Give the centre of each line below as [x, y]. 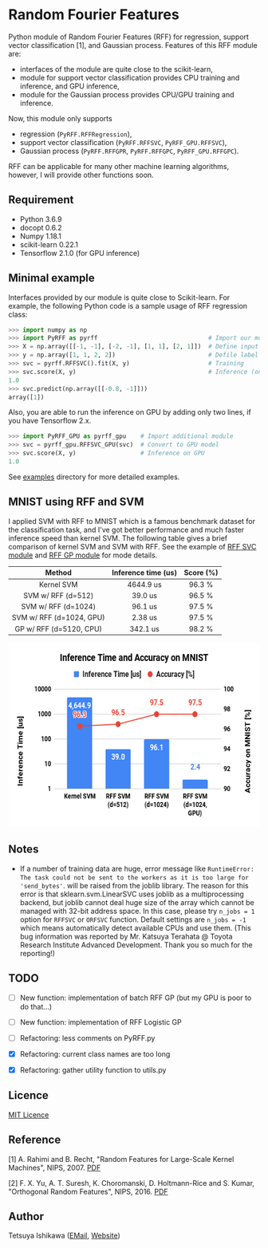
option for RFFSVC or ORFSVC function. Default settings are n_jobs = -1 [133, 919]
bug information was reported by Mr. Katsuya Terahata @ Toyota [126, 936]
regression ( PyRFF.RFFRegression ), [76, 134]
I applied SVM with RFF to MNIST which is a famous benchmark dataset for [132, 521]
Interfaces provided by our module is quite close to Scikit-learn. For [119, 297]
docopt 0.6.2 [41, 227]
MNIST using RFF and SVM [76, 502]
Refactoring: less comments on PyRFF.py [87, 1037]
